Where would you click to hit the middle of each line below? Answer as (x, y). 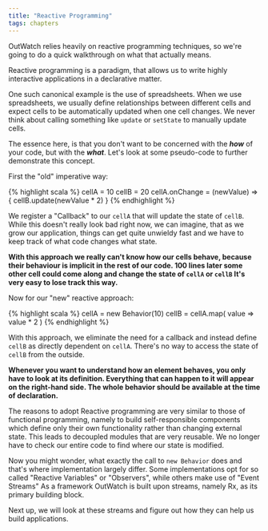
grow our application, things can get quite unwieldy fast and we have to (126, 232)
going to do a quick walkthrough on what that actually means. (110, 54)
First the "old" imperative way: (58, 176)
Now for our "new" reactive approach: (71, 298)
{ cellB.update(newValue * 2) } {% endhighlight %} (92, 200)
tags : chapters (34, 23)
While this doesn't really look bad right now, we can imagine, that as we (126, 224)
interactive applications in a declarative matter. (85, 78)
